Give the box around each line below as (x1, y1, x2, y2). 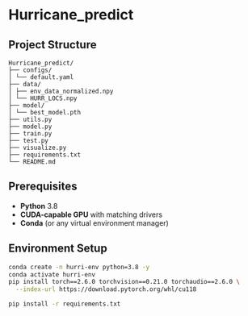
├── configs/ (8, 66, 53, 74)
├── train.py (8, 130, 53, 138)
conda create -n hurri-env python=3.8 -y (8, 263, 150, 271)
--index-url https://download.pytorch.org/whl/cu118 (15, 285, 197, 293)
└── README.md (8, 158, 57, 166)
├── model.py (8, 123, 53, 131)
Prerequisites (8, 180, 78, 193)
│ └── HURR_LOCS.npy (8, 94, 78, 102)
